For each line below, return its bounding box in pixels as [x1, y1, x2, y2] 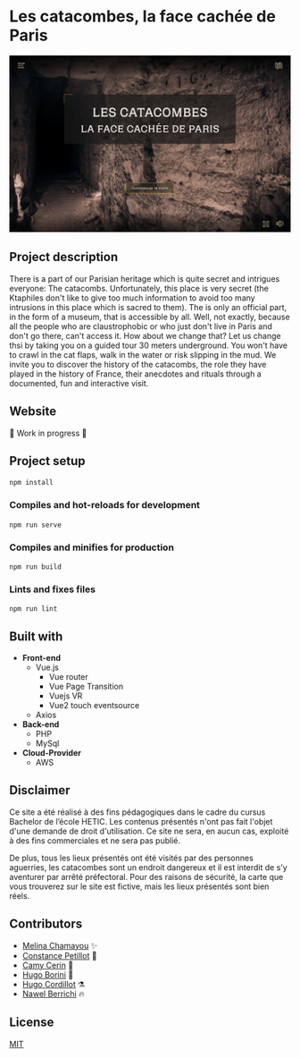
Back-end [21, 719, 60, 730]
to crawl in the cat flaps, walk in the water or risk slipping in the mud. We [9, 349, 277, 360]
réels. [9, 890, 30, 901]
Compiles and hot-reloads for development [9, 499, 201, 512]
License [9, 1015, 54, 1030]
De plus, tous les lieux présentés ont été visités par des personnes [9, 852, 254, 863]
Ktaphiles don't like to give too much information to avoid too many [9, 292, 256, 303]
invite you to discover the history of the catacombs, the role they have [9, 359, 267, 369]
